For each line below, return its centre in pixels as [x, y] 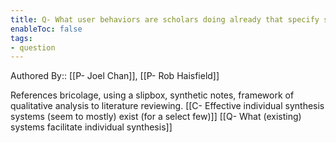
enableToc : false [46, 29]
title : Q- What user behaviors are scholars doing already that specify [165, 19]
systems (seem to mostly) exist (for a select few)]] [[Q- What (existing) [156, 117]
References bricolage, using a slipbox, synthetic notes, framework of [152, 95]
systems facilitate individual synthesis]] [91, 127]
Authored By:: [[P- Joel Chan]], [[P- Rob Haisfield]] [115, 76]
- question [33, 47]
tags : [21, 38]
